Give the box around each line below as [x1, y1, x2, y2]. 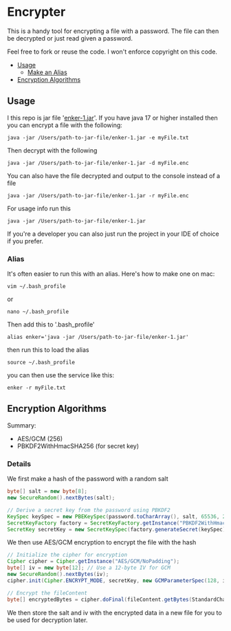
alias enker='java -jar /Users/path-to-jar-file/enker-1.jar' [7, 334, 189, 341]
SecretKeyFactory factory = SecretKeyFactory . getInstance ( [7, 520, 180, 527]
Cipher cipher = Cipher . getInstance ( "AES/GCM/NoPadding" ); [7, 558, 180, 565]
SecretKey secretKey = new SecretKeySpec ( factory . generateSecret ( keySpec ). [7, 526, 229, 533]
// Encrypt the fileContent [7, 589, 88, 597]
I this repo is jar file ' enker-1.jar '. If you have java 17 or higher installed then [7, 113, 218, 122]
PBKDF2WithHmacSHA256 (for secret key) [16, 441, 140, 450]
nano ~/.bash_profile [7, 309, 69, 315]
